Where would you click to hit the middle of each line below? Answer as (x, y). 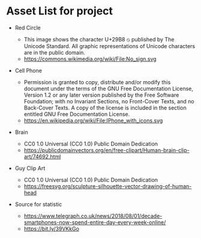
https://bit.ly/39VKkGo (52, 228)
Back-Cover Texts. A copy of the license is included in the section (105, 108)
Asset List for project (59, 11)
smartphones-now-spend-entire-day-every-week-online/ (95, 222)
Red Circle (28, 28)
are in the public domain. (55, 52)
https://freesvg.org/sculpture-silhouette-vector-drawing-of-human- (108, 186)
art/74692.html (42, 156)
